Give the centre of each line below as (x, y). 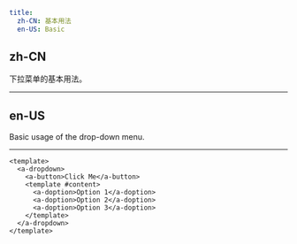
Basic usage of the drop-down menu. (77, 137)
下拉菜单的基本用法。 (48, 79)
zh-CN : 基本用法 (45, 21)
